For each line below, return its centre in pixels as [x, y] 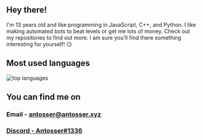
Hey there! [27, 10]
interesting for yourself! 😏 [39, 44]
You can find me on [44, 97]
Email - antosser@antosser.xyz [54, 114]
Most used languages [48, 63]
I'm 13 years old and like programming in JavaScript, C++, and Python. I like [101, 24]
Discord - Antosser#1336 [44, 130]
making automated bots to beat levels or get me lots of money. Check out [98, 31]
